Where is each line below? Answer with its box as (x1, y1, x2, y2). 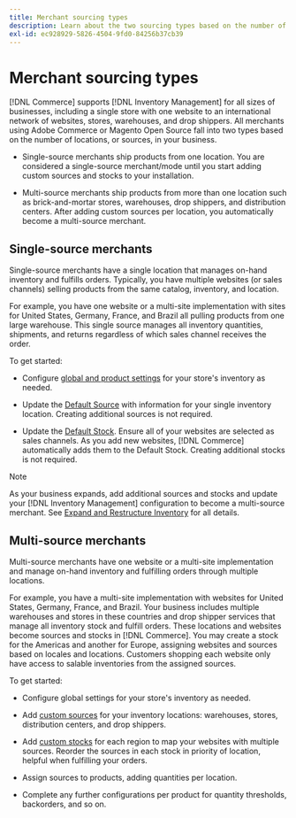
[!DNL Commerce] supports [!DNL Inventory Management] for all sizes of (9, 96, 276, 107)
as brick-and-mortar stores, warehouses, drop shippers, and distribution (21, 197, 286, 208)
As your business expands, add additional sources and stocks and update (9, 489, 278, 499)
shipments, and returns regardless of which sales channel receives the (9, 329, 267, 340)
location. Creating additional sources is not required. (21, 409, 214, 420)
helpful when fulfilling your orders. (21, 754, 148, 766)
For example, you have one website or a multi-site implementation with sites (9, 301, 286, 312)
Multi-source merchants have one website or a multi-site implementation (9, 556, 274, 567)
